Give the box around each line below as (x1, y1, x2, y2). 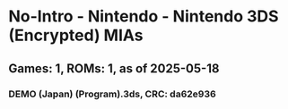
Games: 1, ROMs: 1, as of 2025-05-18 (8, 61, 220, 76)
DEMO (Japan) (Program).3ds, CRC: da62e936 (8, 88, 216, 100)
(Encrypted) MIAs (8, 25, 144, 46)
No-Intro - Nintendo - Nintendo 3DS (8, 6, 279, 27)
